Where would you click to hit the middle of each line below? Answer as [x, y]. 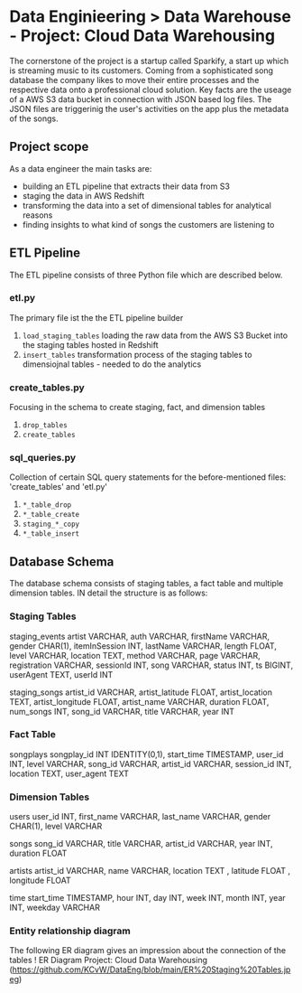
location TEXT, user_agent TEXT [69, 773]
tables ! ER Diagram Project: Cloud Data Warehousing [108, 960]
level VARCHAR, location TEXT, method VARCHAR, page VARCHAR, [135, 655]
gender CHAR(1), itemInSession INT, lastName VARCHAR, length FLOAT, [143, 646]
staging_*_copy [51, 525]
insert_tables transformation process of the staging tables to [137, 354]
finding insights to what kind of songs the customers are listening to [148, 224]
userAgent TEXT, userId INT [61, 674]
